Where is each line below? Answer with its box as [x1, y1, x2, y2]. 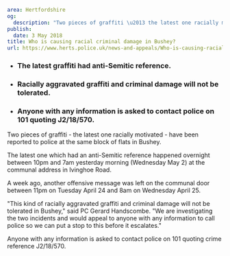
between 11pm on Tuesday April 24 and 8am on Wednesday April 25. [7, 186, 201, 195]
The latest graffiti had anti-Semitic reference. [16, 61, 171, 71]
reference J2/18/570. [7, 242, 66, 251]
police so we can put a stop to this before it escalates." [7, 222, 162, 230]
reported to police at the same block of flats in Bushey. [7, 138, 162, 146]
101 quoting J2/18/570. [16, 115, 94, 124]
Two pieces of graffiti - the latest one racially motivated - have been [7, 130, 199, 139]
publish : [7, 25, 32, 32]
